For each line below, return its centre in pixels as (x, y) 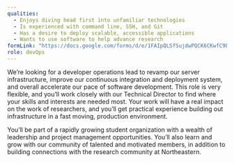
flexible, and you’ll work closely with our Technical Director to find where (112, 94)
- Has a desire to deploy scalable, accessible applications (104, 33)
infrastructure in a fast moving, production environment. (88, 116)
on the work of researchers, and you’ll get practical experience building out (115, 109)
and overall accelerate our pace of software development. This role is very (114, 87)
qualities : (23, 14)
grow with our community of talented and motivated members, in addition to (116, 144)
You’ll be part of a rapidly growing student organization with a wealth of (110, 130)
